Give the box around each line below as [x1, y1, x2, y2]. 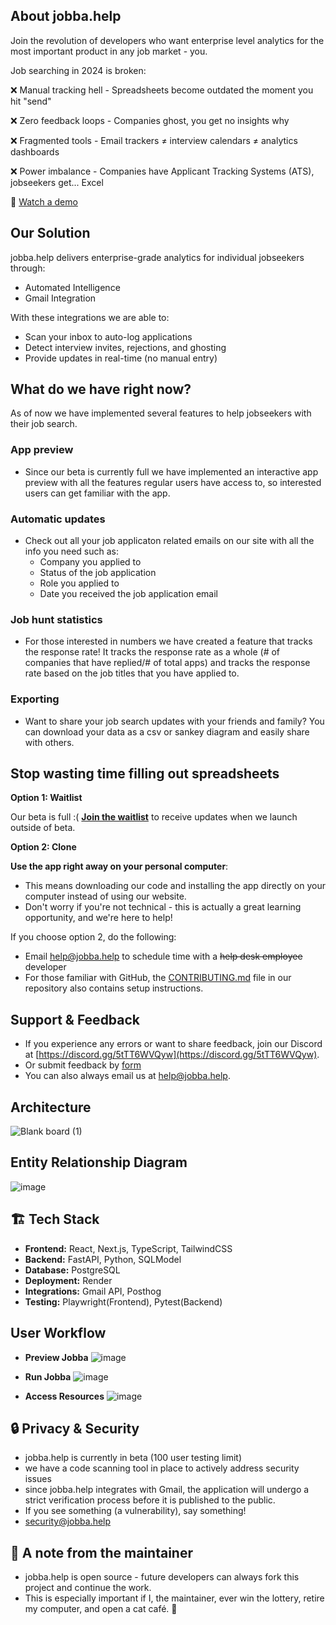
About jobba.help [10, 8, 122, 25]
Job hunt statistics [10, 612, 103, 626]
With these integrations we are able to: [10, 311, 170, 323]
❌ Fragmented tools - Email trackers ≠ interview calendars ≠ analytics [10, 134, 298, 146]
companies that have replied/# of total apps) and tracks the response [24, 657, 311, 669]
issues [24, 1473, 52, 1485]
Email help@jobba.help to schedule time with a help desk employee [24, 950, 303, 963]
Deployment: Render [24, 1274, 113, 1286]
